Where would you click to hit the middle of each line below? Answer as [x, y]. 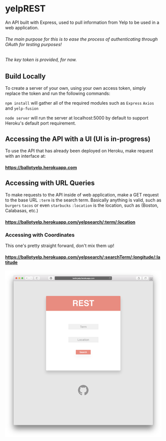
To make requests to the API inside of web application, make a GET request [82, 195]
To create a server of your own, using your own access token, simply [76, 88]
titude [11, 262]
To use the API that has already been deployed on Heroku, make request [79, 151]
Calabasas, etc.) [22, 211]
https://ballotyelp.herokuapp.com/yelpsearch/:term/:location [70, 222]
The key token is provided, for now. [41, 60]
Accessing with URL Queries [50, 183]
